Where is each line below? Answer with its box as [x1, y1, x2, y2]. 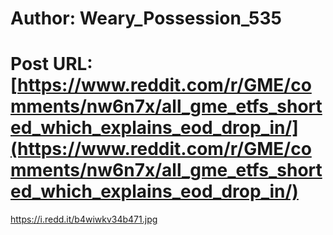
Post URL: [10, 53, 93, 76]
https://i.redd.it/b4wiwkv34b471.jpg [10, 213, 158, 226]
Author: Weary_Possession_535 [10, 7, 282, 30]
